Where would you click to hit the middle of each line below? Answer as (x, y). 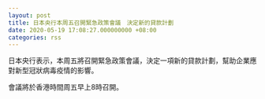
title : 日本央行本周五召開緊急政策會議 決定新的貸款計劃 (91, 23)
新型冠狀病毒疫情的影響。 (56, 71)
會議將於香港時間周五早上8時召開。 (66, 87)
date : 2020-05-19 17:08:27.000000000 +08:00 (82, 30)
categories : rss (35, 37)
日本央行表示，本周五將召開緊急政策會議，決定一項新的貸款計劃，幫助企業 (129, 60)
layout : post (30, 15)
